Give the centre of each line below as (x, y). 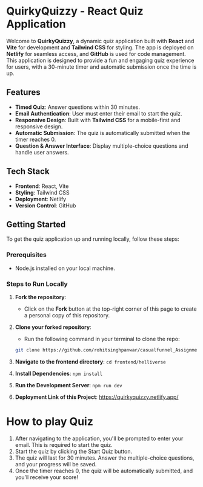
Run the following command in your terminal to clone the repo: (102, 339)
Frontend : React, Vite (42, 186)
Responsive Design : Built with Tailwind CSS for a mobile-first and (98, 120)
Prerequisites (26, 255)
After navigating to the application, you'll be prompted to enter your (99, 438)
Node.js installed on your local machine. (65, 268)
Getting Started (36, 224)
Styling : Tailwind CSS (42, 192)
